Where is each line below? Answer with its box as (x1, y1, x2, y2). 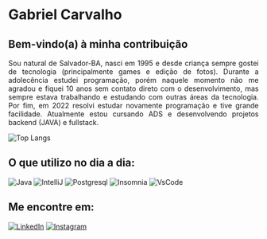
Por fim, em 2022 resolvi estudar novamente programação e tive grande (8, 101, 259, 110)
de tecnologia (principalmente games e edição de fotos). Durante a (8, 67, 259, 76)
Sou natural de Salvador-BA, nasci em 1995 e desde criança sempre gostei (8, 58, 259, 68)
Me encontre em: (8, 201, 95, 214)
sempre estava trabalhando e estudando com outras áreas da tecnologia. (8, 92, 259, 101)
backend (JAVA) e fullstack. (8, 118, 99, 127)
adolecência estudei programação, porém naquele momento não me (8, 76, 259, 84)
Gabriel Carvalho (8, 6, 122, 24)
